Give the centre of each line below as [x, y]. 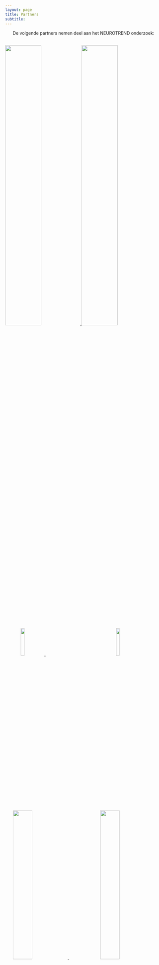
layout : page [19, 10]
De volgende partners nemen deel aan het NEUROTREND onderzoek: [83, 33]
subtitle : [15, 19]
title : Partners [22, 14]
